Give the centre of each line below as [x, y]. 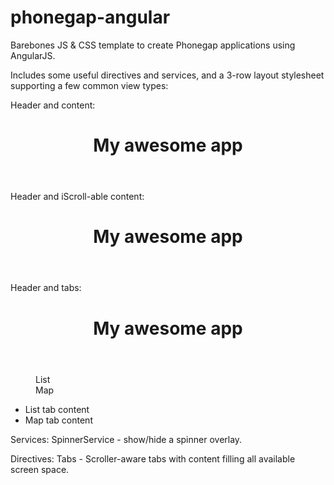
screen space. [40, 469]
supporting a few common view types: [89, 85]
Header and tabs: [46, 288]
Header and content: [53, 105]
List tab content [57, 409]
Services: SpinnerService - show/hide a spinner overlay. [126, 439]
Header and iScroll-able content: [77, 197]
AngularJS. [33, 55]
